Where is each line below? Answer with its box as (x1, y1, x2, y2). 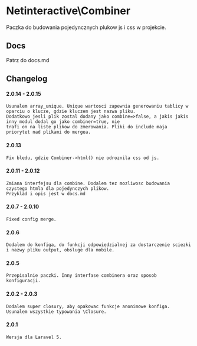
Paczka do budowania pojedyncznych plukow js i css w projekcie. (6, 24, 166, 31)
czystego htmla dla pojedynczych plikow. (6, 185, 110, 192)
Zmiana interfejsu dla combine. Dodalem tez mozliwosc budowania (6, 180, 170, 186)
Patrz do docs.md (6, 56, 50, 63)
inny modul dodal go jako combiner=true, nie (6, 119, 120, 125)
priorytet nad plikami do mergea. (6, 129, 91, 135)
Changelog (6, 74, 48, 84)
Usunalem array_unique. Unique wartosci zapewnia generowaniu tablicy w (6, 104, 189, 109)
